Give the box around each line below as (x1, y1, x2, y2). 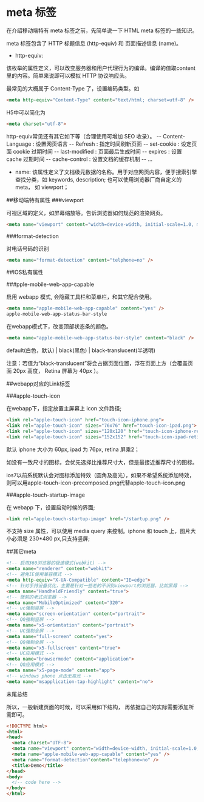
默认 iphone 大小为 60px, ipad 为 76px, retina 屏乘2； (6, 446, 140, 453)
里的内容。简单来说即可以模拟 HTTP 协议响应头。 (6, 72, 131, 79)
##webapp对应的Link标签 (6, 380, 71, 387)
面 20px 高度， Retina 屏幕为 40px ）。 (6, 367, 102, 375)
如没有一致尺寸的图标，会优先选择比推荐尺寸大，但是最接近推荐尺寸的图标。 (6, 458, 198, 466)
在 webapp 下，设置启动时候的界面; (6, 503, 95, 511)
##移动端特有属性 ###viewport (6, 196, 84, 203)
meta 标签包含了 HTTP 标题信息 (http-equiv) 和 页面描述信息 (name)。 (6, 39, 182, 47)
